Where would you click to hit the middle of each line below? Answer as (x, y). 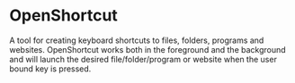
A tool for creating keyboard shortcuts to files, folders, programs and (137, 40)
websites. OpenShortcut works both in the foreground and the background (147, 49)
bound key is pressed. (50, 69)
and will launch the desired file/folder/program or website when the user (143, 59)
